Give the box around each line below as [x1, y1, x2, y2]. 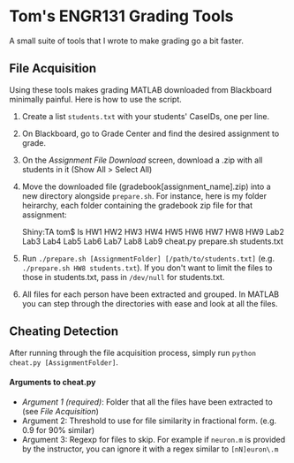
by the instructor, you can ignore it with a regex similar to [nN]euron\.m [21, 444, 279, 454]
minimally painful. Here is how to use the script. [9, 94, 183, 104]
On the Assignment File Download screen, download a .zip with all [21, 155, 263, 165]
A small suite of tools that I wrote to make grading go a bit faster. [9, 35, 245, 46]
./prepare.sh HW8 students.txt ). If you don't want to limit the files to [21, 262, 273, 273]
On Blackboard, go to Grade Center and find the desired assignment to [21, 128, 280, 139]
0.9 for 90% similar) [21, 424, 95, 435]
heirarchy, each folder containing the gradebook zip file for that [21, 200, 253, 210]
